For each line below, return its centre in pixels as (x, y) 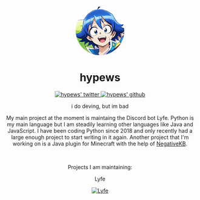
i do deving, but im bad (100, 106)
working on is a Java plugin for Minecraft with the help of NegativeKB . (100, 144)
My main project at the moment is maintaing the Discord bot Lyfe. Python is (100, 118)
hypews (100, 78)
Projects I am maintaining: (100, 167)
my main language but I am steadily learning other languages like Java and (100, 124)
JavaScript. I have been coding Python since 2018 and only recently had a (100, 130)
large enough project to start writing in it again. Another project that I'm (100, 137)
